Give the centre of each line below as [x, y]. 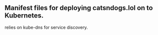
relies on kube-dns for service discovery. [46, 27]
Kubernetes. [24, 16]
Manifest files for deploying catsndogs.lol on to [79, 8]
